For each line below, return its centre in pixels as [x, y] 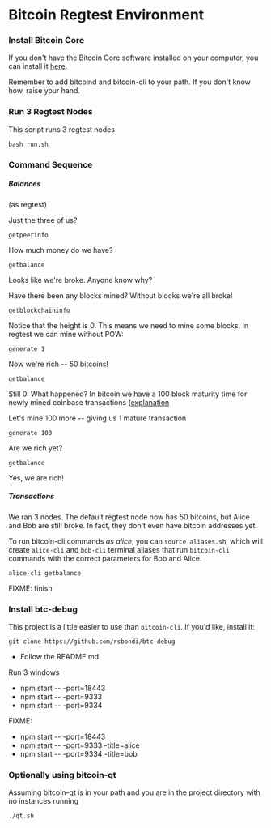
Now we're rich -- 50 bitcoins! [59, 364]
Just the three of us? [43, 220]
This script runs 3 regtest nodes [62, 129]
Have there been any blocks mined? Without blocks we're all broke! [121, 295]
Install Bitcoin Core [47, 41]
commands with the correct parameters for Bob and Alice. [105, 558]
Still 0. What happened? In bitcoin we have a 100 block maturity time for [128, 394]
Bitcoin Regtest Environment [106, 15]
